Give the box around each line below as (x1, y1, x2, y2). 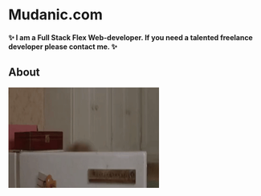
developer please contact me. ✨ (8, 42, 118, 51)
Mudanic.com (8, 6, 103, 24)
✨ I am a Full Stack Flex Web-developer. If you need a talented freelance (8, 32, 253, 42)
